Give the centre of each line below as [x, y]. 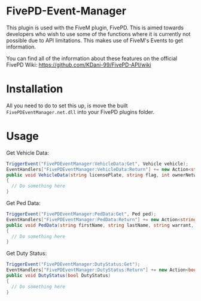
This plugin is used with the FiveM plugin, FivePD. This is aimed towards [95, 28]
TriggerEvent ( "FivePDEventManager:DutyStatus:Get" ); [73, 264]
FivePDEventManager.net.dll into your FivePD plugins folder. [80, 112]
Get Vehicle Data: [28, 153]
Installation [35, 89]
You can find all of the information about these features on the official [92, 58]
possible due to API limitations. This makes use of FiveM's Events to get [95, 40]
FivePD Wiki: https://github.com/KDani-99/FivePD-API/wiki [79, 65]
